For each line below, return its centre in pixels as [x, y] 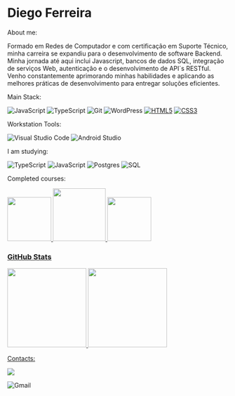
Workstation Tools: [34, 124]
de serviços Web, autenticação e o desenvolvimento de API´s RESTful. [109, 68]
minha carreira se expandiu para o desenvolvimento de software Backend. [115, 53]
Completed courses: [37, 178]
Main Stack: [25, 97]
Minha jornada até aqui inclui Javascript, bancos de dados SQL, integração [116, 60]
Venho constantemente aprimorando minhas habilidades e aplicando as [111, 76]
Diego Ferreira [50, 13]
